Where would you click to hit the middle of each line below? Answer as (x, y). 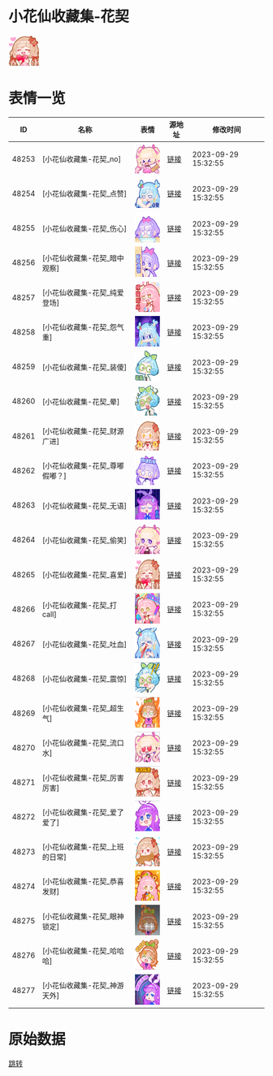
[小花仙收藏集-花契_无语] (84, 505)
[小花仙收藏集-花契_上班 (83, 847)
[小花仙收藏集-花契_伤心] (84, 228)
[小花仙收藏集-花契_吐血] (84, 644)
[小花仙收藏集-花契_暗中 (83, 257)
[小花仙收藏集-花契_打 (80, 605)
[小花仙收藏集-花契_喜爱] (84, 575)
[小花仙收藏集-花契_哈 (80, 950)
